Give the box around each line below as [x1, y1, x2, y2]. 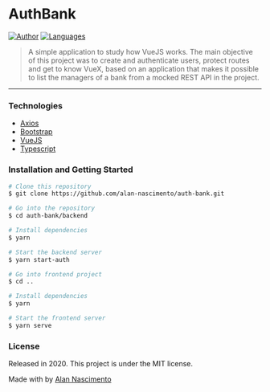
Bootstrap [19, 127, 53, 137]
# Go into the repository [8, 204, 95, 213]
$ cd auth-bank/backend [8, 212, 88, 220]
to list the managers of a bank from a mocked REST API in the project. [27, 72, 260, 82]
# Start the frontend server [8, 314, 106, 322]
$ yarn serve [8, 321, 52, 329]
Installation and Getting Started [8, 164, 134, 175]
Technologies [8, 100, 63, 111]
